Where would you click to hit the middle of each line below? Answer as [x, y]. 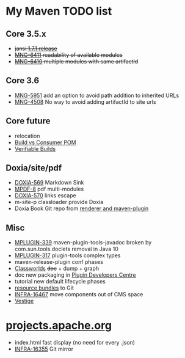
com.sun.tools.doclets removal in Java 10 [66, 249]
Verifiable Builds [35, 148]
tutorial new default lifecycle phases [60, 282]
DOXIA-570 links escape [45, 195]
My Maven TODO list [59, 11]
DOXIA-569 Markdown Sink [49, 183]
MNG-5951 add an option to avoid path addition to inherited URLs [97, 95]
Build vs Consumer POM [45, 142]
